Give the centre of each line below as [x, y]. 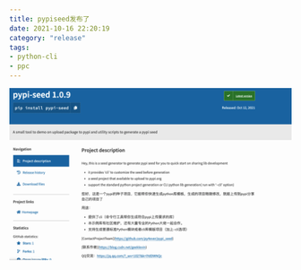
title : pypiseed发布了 [50, 19]
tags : [19, 48]
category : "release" [48, 38]
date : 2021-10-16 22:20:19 [60, 28]
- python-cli [34, 57]
